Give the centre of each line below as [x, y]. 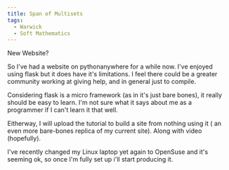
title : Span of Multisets [45, 14]
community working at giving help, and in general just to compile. [102, 82]
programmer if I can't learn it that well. [63, 110]
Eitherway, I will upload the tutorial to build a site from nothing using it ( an [115, 124]
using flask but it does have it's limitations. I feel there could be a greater [112, 74]
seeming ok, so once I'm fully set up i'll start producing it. [90, 160]
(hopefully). [24, 139]
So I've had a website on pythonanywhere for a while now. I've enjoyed [110, 66]
